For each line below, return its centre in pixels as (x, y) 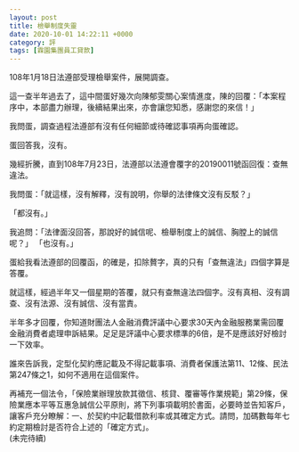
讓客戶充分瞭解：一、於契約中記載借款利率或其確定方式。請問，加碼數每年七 (149, 416)
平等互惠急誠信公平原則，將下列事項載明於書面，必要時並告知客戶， (165, 405)
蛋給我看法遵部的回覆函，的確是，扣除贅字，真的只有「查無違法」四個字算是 (149, 262)
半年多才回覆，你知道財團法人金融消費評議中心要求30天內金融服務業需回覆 (147, 323)
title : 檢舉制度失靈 (43, 26)
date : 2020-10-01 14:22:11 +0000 (71, 34)
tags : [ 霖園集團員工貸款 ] (52, 51)
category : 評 (32, 42)
